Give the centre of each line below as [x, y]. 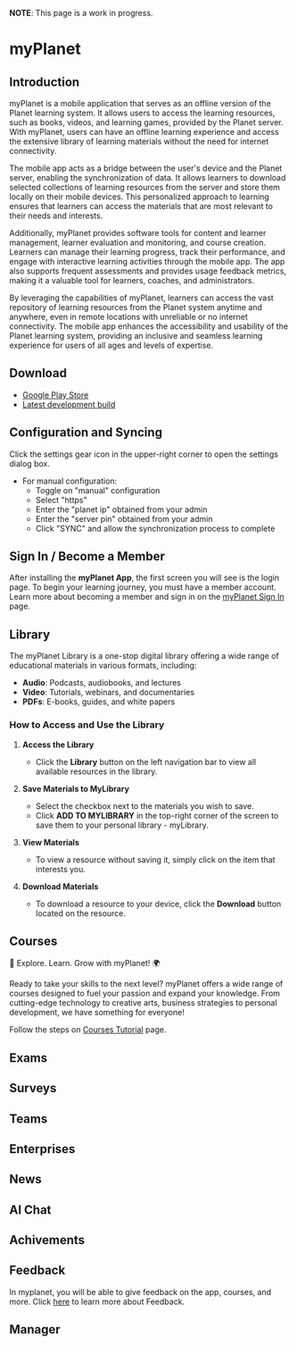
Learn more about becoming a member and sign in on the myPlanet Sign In [147, 597]
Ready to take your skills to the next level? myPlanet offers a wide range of [146, 984]
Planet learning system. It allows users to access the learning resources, [142, 113]
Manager [35, 1329]
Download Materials [60, 886]
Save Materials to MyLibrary [75, 788]
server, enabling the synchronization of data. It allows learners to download [148, 177]
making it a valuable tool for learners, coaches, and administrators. [132, 280]
